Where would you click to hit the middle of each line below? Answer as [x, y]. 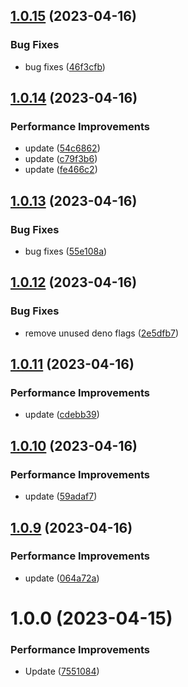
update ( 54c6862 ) [62, 148]
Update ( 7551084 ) [62, 671]
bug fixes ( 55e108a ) [66, 251]
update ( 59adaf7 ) [61, 496]
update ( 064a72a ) [62, 578]
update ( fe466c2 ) [61, 170]
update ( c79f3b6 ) [61, 159]
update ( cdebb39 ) [62, 415]
